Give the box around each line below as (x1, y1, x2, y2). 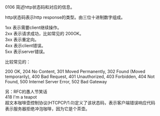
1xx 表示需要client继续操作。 (5, 25, 62, 30)
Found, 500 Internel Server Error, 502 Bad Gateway (5, 79, 107, 84)
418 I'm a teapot (5, 94, 37, 100)
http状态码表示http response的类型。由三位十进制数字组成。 (5, 14, 126, 20)
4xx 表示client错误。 (5, 43, 46, 48)
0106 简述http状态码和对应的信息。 (5, 4, 75, 10)
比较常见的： (5, 59, 30, 64)
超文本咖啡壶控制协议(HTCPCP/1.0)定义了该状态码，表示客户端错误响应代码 (5, 100, 156, 105)
